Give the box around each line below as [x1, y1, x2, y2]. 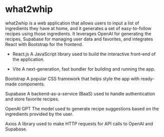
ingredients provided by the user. [5, 111, 73, 117]
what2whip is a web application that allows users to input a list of [5, 20, 139, 26]
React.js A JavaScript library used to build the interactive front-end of [12, 51, 156, 57]
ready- [140, 75, 154, 81]
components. [17, 81, 45, 87]
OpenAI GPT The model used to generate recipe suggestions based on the [5, 105, 159, 111]
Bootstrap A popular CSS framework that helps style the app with [5, 75, 140, 81]
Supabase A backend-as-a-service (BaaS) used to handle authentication [5, 90, 155, 96]
